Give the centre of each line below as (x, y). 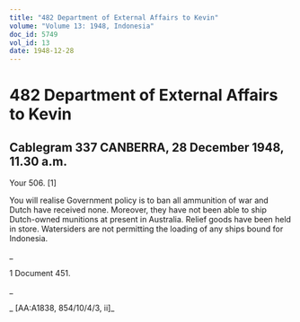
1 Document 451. (40, 274)
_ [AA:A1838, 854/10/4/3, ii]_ (62, 308)
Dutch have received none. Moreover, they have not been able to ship (138, 210)
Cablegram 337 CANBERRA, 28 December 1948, (147, 148)
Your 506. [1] (33, 183)
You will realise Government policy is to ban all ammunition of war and (139, 200)
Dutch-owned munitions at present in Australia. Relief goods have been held (150, 220)
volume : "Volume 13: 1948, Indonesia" (82, 26)
